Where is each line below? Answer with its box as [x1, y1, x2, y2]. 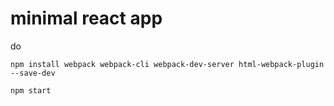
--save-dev [10, 68, 56, 78]
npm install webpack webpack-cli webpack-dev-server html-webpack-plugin [10, 59, 325, 69]
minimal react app [10, 7, 163, 30]
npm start [10, 85, 52, 96]
